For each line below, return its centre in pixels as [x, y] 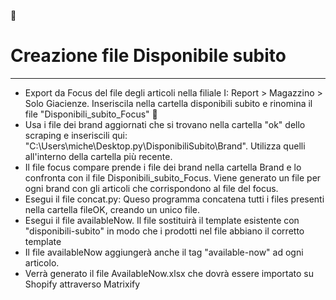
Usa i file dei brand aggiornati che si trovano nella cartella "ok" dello [165, 124]
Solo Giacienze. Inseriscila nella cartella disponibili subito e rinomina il [168, 103]
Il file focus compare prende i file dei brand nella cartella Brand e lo [163, 167]
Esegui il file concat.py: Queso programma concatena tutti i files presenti [174, 199]
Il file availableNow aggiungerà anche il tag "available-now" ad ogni [164, 252]
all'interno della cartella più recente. [98, 156]
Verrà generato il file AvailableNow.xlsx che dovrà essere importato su [169, 273]
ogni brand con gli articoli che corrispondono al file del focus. [151, 188]
